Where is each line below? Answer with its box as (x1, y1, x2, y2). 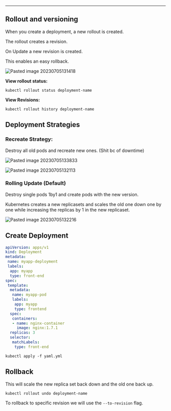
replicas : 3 (10, 330, 36, 336)
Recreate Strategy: (5, 136, 53, 143)
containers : (12, 316, 38, 321)
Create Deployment (5, 232, 69, 240)
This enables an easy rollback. (5, 58, 69, 64)
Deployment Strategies (5, 120, 80, 129)
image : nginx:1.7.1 (16, 325, 58, 330)
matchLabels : (12, 340, 40, 345)
